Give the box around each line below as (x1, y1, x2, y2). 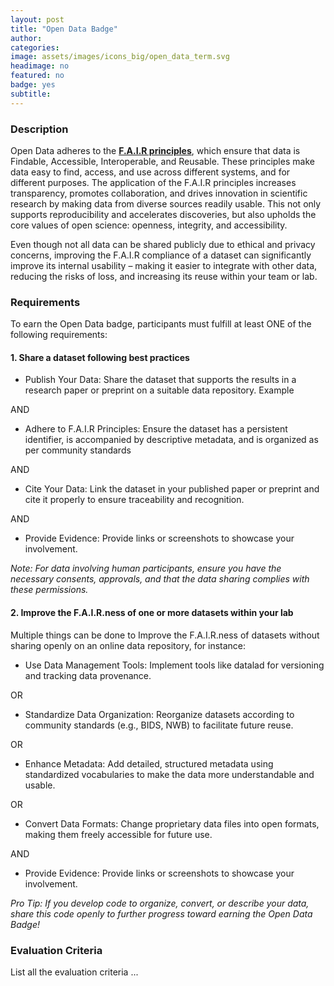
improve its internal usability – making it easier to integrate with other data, (10, 259, 318, 271)
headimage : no (10, 61, 70, 71)
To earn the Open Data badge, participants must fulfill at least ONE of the (10, 318, 312, 330)
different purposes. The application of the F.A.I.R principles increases (10, 176, 297, 188)
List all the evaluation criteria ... (10, 966, 139, 978)
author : (10, 33, 43, 43)
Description (10, 122, 69, 136)
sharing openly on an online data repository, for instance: (10, 639, 247, 651)
